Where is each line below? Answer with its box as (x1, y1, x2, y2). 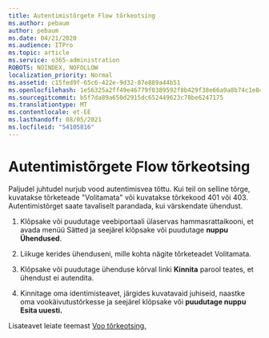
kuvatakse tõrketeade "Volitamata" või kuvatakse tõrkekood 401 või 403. (8, 193, 248, 202)
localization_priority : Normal (8, 71, 113, 79)
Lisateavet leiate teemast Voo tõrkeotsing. (8, 320, 147, 330)
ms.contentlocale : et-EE (8, 109, 91, 117)
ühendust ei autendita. (19, 272, 94, 282)
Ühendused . (19, 233, 62, 243)
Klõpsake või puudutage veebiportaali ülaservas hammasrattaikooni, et (19, 217, 254, 226)
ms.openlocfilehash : (8, 85, 78, 94)
